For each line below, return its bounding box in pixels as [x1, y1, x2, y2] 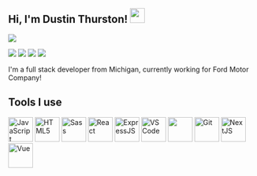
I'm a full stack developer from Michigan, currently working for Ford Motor [8, 64, 250, 74]
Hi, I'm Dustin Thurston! [8, 13, 128, 26]
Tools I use [8, 96, 62, 109]
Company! [8, 72, 42, 82]
